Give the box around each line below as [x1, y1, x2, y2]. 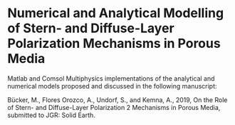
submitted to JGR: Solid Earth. [7, 111, 96, 119]
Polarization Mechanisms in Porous [7, 36, 221, 51]
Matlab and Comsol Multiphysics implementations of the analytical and [7, 74, 215, 83]
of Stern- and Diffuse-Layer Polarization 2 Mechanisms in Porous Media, [7, 103, 221, 111]
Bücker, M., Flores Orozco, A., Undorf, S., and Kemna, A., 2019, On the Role [7, 95, 228, 104]
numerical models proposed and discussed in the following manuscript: [7, 81, 217, 90]
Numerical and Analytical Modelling [7, 5, 224, 21]
